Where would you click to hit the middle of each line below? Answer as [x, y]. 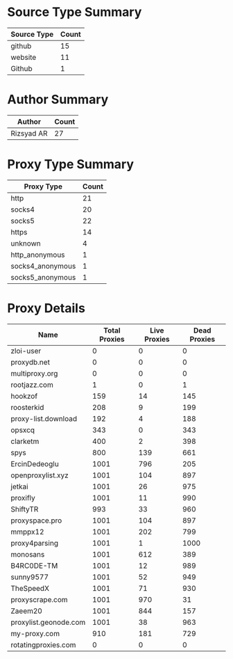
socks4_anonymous [43, 266]
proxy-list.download [44, 418]
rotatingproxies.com [43, 644]
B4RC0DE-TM [34, 566]
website [24, 57]
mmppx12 [27, 532]
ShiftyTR [25, 509]
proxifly [23, 498]
